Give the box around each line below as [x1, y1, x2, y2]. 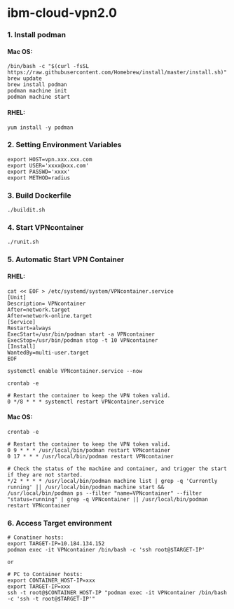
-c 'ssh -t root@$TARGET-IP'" [7, 596, 96, 603]
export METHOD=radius [7, 174, 71, 182]
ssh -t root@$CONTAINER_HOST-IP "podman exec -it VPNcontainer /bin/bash [7, 589, 228, 596]
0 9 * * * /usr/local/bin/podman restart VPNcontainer [7, 446, 171, 453]
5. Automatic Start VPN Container [7, 254, 125, 264]
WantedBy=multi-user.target [7, 349, 90, 356]
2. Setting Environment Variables [7, 140, 122, 150]
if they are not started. [7, 471, 83, 478]
